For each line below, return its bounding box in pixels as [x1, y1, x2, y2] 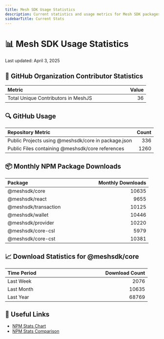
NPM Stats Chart [12, 323, 46, 329]
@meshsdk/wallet [7, 211, 49, 218]
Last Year [7, 294, 29, 300]
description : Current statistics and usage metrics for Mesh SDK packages [5, 12, 161, 17]
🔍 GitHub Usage [5, 112, 56, 120]
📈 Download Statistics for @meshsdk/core [5, 252, 139, 261]
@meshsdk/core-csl [7, 227, 55, 234]
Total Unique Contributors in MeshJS [7, 95, 92, 102]
